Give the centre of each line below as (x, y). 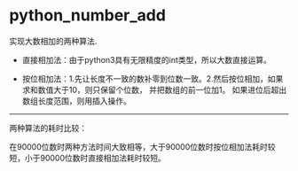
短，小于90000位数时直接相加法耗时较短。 (88, 158)
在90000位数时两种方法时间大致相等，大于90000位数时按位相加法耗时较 (143, 146)
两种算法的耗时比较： (48, 128)
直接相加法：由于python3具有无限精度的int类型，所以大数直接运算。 (147, 59)
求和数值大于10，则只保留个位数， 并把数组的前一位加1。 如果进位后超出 (154, 89)
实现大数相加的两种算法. (53, 41)
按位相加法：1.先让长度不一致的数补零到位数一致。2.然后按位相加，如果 (153, 78)
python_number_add (88, 16)
